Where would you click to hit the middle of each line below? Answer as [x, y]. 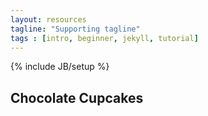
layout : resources [48, 19]
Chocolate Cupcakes [77, 97]
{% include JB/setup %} [60, 67]
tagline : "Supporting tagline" [75, 29]
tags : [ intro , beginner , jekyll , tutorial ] [104, 38]
